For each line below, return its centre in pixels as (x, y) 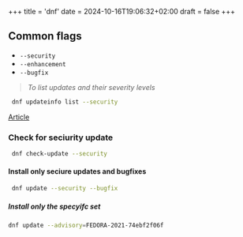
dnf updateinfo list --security (65, 102)
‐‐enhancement (43, 64)
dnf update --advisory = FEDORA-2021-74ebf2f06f (86, 225)
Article (19, 117)
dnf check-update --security (60, 153)
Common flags (45, 36)
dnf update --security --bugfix (65, 189)
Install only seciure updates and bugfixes (77, 171)
